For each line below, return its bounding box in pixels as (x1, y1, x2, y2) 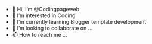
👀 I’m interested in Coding (11, 12, 76, 19)
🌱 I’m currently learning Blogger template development (11, 18, 147, 25)
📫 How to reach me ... (11, 32, 67, 38)
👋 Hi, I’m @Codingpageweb (11, 6, 79, 12)
